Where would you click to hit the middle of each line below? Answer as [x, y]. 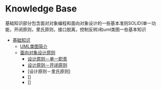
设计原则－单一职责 [47, 58]
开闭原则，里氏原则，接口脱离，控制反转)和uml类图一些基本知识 [80, 29]
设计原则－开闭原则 [47, 65]
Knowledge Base [41, 9]
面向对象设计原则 [38, 52]
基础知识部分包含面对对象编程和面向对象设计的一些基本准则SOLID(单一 [78, 23]
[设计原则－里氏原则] [49, 71]
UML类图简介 [34, 46]
